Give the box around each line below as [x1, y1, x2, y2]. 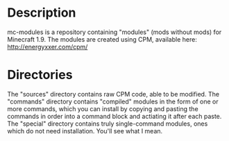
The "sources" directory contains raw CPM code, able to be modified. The [7, 90, 220, 98]
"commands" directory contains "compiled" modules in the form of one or [7, 97, 219, 106]
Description [7, 5, 76, 21]
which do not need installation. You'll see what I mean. [7, 126, 163, 135]
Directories [7, 67, 73, 83]
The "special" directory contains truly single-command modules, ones [7, 119, 208, 128]
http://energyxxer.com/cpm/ [7, 42, 88, 51]
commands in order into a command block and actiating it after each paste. [7, 112, 222, 120]
